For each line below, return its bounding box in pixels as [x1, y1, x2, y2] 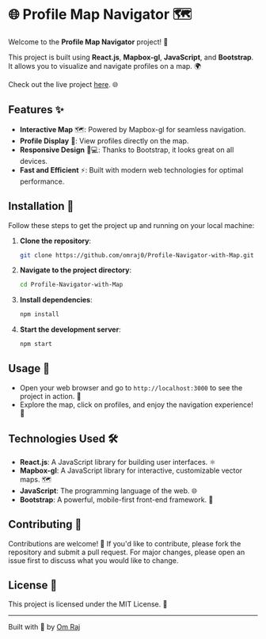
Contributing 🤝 [8, 518, 82, 531]
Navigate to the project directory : [19, 265, 132, 275]
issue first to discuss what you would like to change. [8, 555, 179, 565]
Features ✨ [8, 103, 64, 116]
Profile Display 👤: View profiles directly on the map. [19, 135, 189, 146]
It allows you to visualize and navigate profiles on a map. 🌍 [8, 61, 202, 70]
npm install [19, 310, 59, 318]
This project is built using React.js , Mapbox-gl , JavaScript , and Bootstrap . [8, 52, 254, 62]
